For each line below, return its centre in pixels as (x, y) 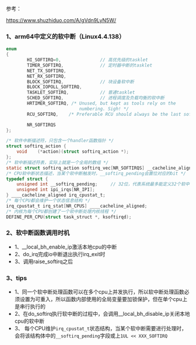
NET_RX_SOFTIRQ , (47, 76)
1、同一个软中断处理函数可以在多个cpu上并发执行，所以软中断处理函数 (99, 292)
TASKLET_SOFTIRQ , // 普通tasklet (81, 92)
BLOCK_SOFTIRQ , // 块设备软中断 (80, 82)
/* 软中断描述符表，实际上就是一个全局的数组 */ (57, 163)
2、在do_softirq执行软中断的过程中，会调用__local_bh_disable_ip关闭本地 (102, 314)
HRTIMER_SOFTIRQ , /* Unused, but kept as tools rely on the (101, 103)
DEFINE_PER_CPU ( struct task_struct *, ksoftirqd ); (69, 217)
